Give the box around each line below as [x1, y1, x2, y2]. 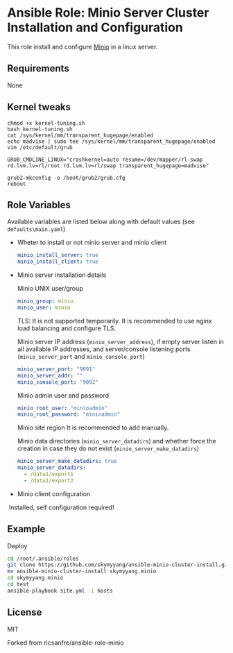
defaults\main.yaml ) [7, 225, 66, 233]
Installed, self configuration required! [8, 503, 114, 511]
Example [7, 523, 46, 535]
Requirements [7, 62, 69, 74]
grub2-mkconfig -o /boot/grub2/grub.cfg [7, 174, 126, 181]
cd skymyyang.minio [7, 575, 64, 582]
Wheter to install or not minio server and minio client [17, 238, 167, 247]
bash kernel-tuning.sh [7, 126, 73, 133]
